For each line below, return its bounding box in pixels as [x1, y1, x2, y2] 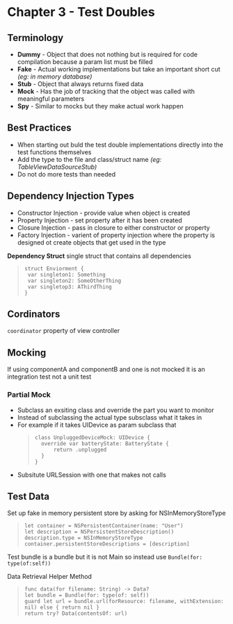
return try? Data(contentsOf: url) [24, 610, 128, 617]
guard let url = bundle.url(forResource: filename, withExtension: [24, 598, 224, 605]
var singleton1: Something [27, 271, 106, 278]
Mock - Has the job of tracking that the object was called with [17, 88, 195, 95]
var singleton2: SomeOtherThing [27, 277, 122, 284]
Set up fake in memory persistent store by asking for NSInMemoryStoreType [7, 509, 226, 518]
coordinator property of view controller [7, 327, 120, 335]
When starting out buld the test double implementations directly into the [17, 140, 224, 149]
